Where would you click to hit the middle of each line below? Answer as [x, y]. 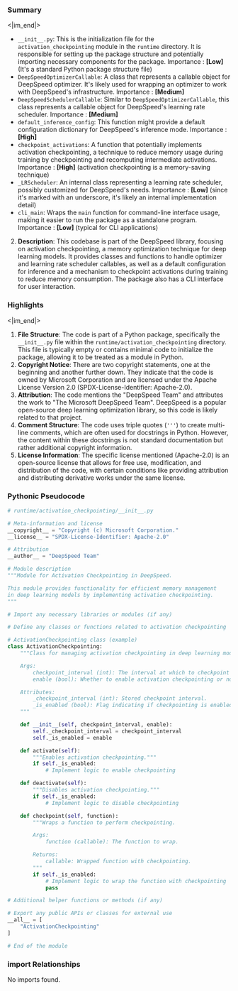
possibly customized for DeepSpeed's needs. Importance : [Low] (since [123, 190]
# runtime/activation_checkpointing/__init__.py [80, 510]
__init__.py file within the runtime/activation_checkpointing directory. [122, 341]
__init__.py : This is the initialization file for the [86, 39]
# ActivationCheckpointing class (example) [73, 640]
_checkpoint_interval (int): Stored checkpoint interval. [120, 699]
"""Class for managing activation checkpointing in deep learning [120, 653]
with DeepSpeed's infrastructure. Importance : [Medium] [101, 92]
